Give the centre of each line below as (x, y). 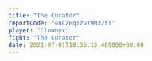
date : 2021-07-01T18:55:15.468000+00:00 (76, 45)
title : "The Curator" (44, 15)
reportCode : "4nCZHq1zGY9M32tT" (62, 23)
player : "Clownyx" (39, 30)
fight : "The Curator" (44, 38)
